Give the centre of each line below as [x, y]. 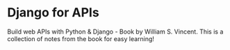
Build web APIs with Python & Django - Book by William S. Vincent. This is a [115, 32]
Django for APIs [53, 13]
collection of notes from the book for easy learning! [81, 38]
